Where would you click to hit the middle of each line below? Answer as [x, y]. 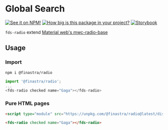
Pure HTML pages [27, 103]
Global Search [35, 9]
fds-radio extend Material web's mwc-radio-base [56, 32]
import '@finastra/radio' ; [33, 81]
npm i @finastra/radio [29, 72]
